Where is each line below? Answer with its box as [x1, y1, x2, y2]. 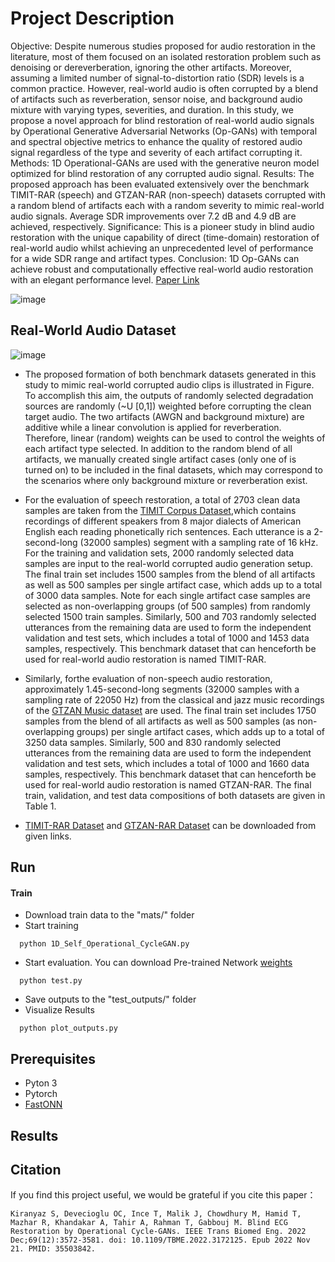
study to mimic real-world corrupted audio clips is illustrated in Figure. [24, 378, 315, 391]
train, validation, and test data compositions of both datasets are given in [24, 789, 326, 801]
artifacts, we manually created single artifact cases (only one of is [24, 453, 297, 465]
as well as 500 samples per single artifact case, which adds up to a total [24, 578, 323, 591]
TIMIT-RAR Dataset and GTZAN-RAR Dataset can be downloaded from [24, 819, 317, 831]
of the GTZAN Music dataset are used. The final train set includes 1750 [24, 704, 317, 716]
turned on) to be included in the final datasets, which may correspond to [24, 463, 323, 476]
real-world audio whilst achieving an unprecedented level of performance [10, 242, 314, 254]
